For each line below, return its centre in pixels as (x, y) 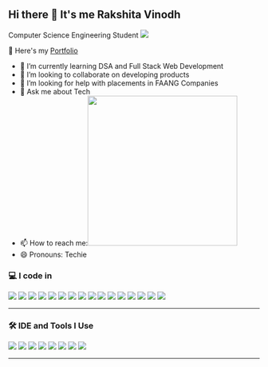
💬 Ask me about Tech (55, 91)
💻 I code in (30, 275)
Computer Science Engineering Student (73, 35)
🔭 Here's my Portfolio (43, 50)
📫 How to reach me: (54, 243)
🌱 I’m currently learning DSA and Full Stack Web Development (122, 66)
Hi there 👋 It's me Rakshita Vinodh (95, 15)
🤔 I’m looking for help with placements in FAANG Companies (119, 83)
